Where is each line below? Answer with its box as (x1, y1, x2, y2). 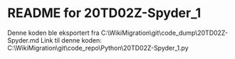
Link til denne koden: (40, 36, 102, 44)
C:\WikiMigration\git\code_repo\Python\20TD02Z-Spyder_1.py (7, 43, 189, 52)
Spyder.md (7, 36, 39, 44)
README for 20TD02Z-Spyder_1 (7, 5, 202, 21)
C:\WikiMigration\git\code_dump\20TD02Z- (100, 28, 229, 37)
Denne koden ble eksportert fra (7, 28, 100, 37)
